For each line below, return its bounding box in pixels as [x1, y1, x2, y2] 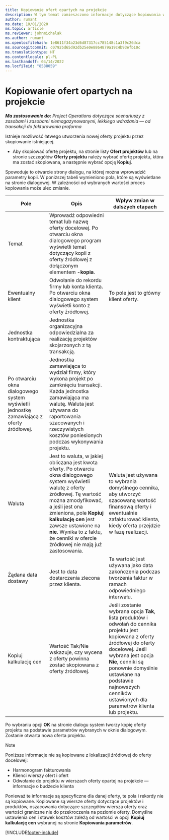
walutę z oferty [49, 484, 85, 491]
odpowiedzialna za [49, 329, 94, 336]
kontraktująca [8, 335, 40, 343]
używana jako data [109, 562, 153, 569]
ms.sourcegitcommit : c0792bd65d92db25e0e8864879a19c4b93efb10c [5, 45, 141, 50]
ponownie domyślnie [109, 664, 158, 671]
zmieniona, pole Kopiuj [49, 510, 104, 517]
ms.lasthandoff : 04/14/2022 [5, 59, 64, 64]
